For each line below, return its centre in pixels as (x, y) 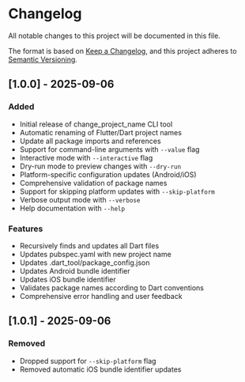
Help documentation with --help (72, 208)
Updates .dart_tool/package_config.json (85, 263)
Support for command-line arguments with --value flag (109, 149)
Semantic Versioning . (43, 59)
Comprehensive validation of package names (93, 183)
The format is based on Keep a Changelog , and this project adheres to (122, 51)
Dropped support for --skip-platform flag (88, 361)
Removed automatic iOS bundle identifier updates (100, 369)
